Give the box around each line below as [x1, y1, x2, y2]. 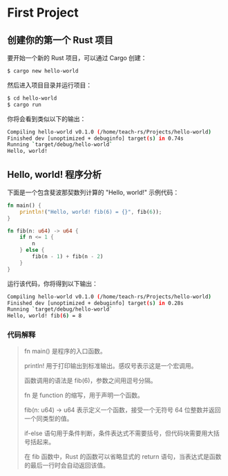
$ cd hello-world [7, 95, 57, 102]
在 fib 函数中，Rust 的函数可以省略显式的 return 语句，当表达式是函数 [23, 452, 222, 461]
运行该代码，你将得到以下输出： [7, 279, 98, 288]
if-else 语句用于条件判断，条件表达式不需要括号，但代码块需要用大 [23, 429, 214, 437]
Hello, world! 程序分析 [7, 168, 102, 181]
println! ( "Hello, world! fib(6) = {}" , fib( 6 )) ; [19, 208, 162, 215]
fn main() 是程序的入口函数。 [23, 347, 107, 356]
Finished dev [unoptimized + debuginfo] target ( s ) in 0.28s [7, 300, 184, 306]
